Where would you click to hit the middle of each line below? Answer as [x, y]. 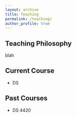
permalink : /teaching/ [29, 19]
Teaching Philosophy [38, 43]
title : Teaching [22, 14]
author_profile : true [28, 23]
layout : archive [22, 10]
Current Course [30, 71]
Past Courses [27, 98]
